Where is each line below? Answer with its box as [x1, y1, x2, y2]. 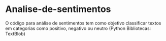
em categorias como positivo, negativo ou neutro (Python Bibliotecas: [5, 25, 151, 31]
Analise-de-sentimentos [5, 3, 111, 15]
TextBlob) [5, 30, 25, 36]
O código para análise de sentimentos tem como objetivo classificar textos [5, 20, 161, 26]
